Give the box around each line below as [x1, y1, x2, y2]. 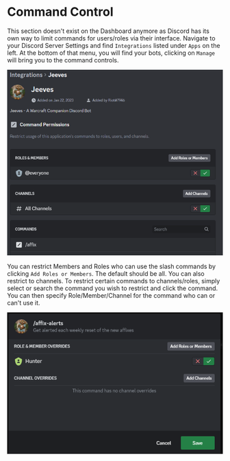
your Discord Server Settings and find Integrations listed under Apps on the [7, 41, 220, 49]
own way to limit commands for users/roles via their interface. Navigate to [7, 34, 216, 42]
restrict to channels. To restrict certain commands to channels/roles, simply [7, 277, 220, 285]
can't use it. [7, 299, 40, 307]
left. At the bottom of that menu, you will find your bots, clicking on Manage [7, 49, 216, 57]
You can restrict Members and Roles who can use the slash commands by [7, 262, 216, 271]
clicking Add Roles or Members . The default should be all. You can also [7, 270, 205, 278]
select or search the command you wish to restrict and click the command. [7, 284, 218, 292]
